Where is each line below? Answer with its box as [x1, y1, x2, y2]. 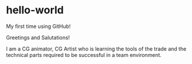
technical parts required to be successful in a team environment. [6, 51, 162, 58]
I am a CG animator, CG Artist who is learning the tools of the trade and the [6, 45, 187, 52]
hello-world [6, 3, 64, 17]
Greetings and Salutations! [6, 34, 70, 41]
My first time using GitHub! [6, 23, 71, 30]
